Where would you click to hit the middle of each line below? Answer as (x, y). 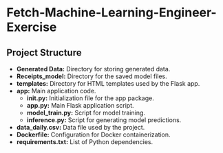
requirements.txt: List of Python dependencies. (85, 142)
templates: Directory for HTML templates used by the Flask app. (108, 83)
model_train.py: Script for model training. (86, 113)
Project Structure (44, 52)
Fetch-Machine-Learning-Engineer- (112, 13)
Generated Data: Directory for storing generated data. (93, 69)
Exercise (32, 27)
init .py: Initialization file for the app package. (90, 98)
